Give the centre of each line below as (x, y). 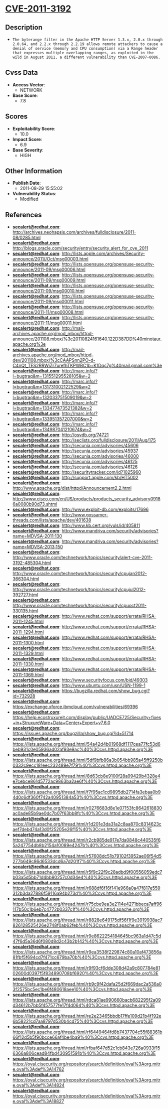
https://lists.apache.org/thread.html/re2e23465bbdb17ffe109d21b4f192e (87, 1016)
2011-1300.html (28, 643)
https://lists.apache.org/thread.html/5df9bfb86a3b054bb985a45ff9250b (87, 760)
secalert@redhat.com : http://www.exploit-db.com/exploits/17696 (80, 509)
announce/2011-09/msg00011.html (48, 302)
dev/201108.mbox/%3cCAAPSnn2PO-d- (54, 360)
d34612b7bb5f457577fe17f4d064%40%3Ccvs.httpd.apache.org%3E (83, 1005)
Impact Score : (27, 139)
